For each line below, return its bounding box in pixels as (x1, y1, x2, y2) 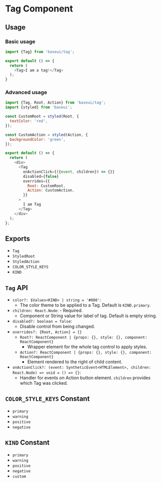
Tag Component (5, 3, 73, 15)
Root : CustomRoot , (27, 183, 66, 188)
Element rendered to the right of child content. (27, 359, 123, 365)
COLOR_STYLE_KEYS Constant (5, 394, 90, 403)
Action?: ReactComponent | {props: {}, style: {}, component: (19, 350, 152, 355)
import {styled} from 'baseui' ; (5, 105, 72, 110)
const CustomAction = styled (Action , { (5, 132, 88, 137)
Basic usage (5, 38, 36, 45)
